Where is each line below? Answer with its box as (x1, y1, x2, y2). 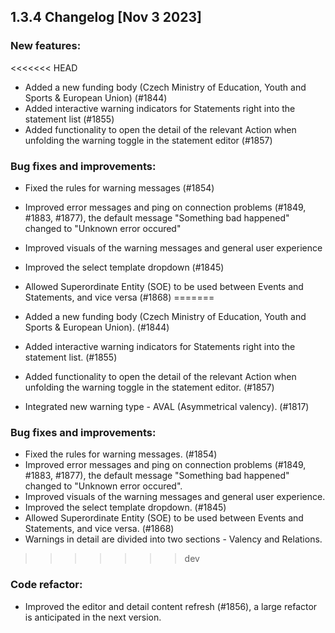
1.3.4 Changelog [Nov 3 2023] (10, 9, 202, 26)
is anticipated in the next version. (24, 611, 162, 623)
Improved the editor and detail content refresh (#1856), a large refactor (24, 600, 318, 612)
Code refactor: (10, 578, 83, 592)
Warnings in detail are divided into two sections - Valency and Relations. (24, 533, 323, 545)
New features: (10, 39, 82, 53)
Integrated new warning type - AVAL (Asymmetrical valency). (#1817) (24, 400, 310, 412)
